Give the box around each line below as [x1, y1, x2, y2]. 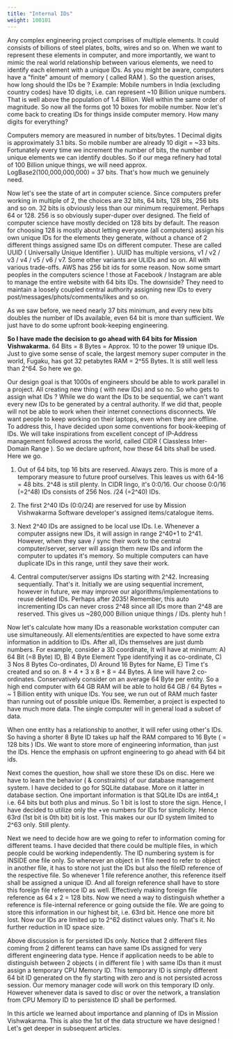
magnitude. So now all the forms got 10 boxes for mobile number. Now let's [7, 103, 223, 111]
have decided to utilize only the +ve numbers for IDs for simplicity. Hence [7, 805, 218, 814]
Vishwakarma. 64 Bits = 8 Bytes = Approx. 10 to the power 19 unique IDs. [7, 342, 219, 350]
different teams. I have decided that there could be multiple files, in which [7, 841, 218, 849]
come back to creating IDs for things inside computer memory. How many [7, 109, 219, 119]
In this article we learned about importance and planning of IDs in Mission [7, 1009, 218, 1017]
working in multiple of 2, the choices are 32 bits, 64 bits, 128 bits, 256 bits [7, 196, 219, 204]
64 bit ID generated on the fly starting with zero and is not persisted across [7, 973, 223, 982]
